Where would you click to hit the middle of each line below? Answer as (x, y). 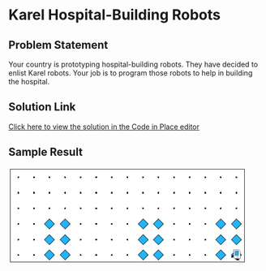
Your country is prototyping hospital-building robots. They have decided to (133, 64)
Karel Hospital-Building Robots (115, 15)
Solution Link (42, 107)
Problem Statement (58, 45)
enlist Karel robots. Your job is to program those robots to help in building (131, 73)
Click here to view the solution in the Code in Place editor (104, 127)
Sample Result (46, 152)
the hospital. (29, 82)
